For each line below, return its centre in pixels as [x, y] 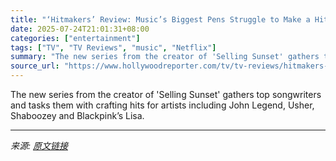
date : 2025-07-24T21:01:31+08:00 [80, 29]
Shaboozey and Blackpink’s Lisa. [77, 115]
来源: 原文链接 [39, 145]
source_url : [35, 66]
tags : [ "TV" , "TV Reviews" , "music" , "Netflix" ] [113, 47]
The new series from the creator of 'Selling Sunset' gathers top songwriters [166, 94]
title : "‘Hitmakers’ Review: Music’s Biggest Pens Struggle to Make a [160, 19]
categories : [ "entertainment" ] [75, 38]
